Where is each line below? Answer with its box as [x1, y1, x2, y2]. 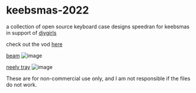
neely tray [6, 63, 31, 71]
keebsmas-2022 [6, 4, 90, 17]
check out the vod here [6, 41, 63, 48]
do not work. [6, 81, 37, 88]
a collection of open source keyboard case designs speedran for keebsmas [6, 23, 190, 30]
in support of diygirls [6, 29, 57, 36]
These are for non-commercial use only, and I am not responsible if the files [6, 75, 191, 82]
